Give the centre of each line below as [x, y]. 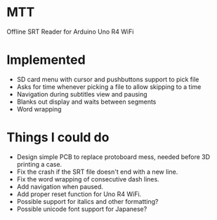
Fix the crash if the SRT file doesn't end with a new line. [97, 172]
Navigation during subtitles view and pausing [82, 94]
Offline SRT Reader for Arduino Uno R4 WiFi [70, 32]
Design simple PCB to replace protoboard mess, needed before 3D [113, 157]
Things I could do [58, 138]
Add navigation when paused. [60, 186]
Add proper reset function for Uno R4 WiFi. [79, 194]
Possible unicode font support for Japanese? [82, 209]
